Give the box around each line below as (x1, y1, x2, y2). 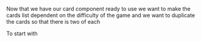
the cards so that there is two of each (6, 18, 100, 25)
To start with (6, 30, 38, 37)
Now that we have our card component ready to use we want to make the (6, 5, 191, 12)
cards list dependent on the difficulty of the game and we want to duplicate (6, 12, 196, 19)
